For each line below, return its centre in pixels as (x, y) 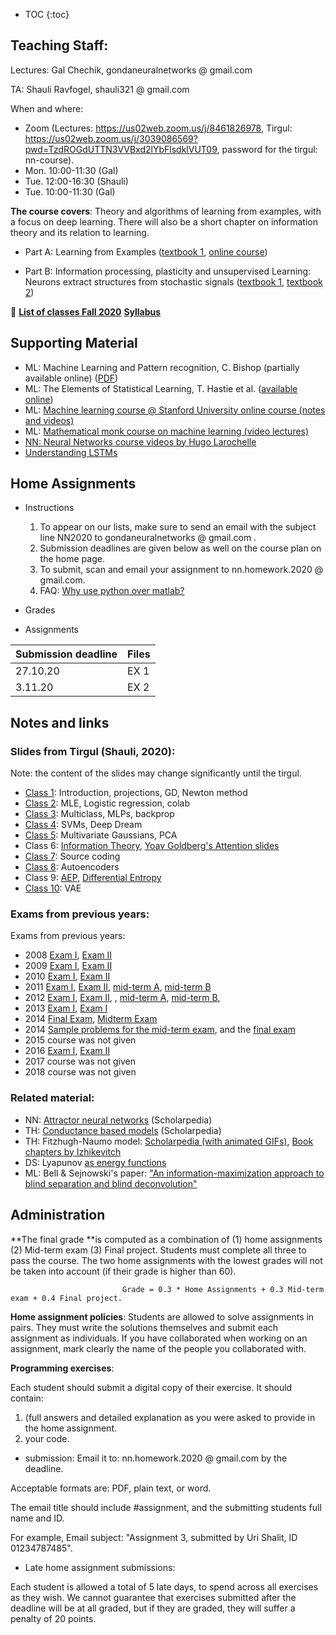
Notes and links (60, 722)
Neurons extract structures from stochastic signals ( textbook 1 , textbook (173, 281)
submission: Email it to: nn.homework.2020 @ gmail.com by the (156, 1458)
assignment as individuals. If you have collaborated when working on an (159, 1338)
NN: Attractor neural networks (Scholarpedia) (118, 1120)
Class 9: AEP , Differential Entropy (93, 878)
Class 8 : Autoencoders (72, 867)
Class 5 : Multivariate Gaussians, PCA (101, 835)
